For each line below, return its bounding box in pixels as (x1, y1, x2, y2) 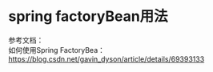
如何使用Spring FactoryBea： (8, 45, 106, 54)
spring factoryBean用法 (8, 7, 168, 26)
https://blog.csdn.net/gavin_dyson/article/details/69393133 (8, 54, 205, 64)
